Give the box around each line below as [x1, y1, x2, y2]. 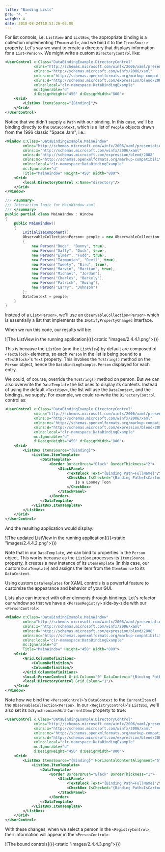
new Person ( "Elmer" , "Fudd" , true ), [31, 253, 107, 258]
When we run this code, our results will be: [5, 327, 92, 333]
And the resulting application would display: [5, 525, 94, 531]
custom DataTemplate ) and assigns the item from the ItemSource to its [5, 565, 145, 571]
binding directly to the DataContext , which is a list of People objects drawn [5, 124, 155, 130]
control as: [5, 397, 27, 403]
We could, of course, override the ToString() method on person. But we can [5, 376, 160, 382]
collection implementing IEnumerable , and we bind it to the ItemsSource [5, 40, 148, 46]
